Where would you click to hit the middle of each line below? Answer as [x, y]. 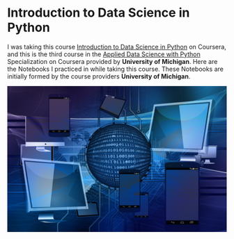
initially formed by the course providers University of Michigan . [99, 76]
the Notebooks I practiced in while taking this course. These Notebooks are [116, 69]
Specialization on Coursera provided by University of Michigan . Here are [112, 61]
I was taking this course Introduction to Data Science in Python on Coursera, [117, 47]
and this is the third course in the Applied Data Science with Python [104, 54]
